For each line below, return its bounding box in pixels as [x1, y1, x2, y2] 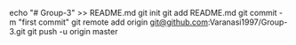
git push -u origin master [27, 26, 118, 36]
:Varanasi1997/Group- [207, 17, 288, 27]
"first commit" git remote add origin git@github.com [18, 17, 209, 27]
